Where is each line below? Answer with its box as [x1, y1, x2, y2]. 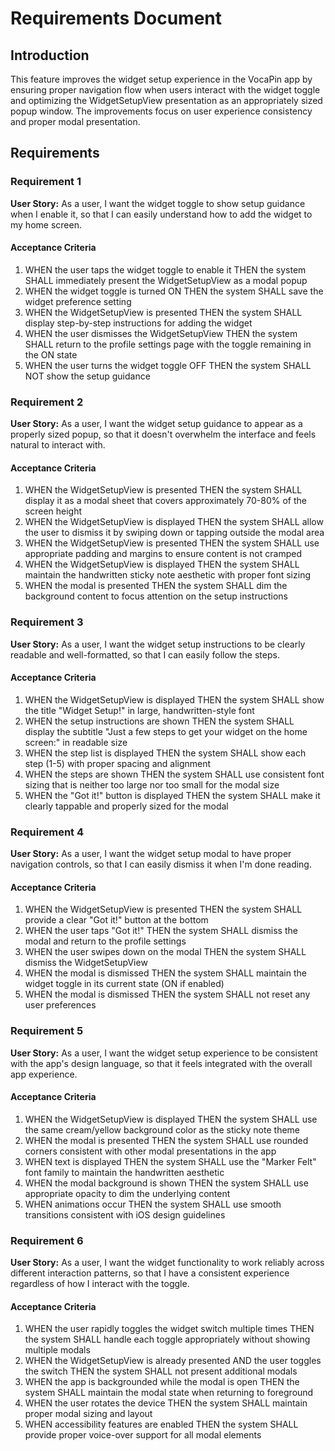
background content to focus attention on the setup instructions [24, 590, 288, 602]
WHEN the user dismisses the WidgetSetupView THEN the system [24, 327, 298, 339]
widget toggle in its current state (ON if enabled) [24, 978, 225, 990]
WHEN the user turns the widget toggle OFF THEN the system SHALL [24, 359, 312, 371]
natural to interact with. [10, 439, 106, 451]
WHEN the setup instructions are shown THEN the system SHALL [24, 715, 295, 727]
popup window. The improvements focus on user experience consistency [10, 105, 313, 117]
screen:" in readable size [24, 736, 128, 748]
